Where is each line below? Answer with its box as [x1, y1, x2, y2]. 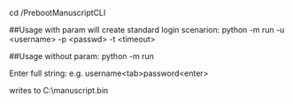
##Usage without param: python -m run [9, 51, 155, 61]
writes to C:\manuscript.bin [9, 85, 109, 95]
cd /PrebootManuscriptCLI [9, 8, 106, 18]
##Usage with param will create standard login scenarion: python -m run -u [9, 25, 285, 34]
